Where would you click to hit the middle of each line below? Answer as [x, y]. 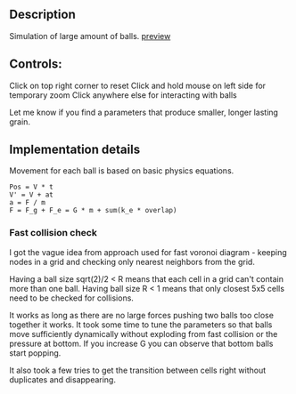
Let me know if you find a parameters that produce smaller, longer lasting [144, 112]
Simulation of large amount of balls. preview [90, 36]
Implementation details [75, 150]
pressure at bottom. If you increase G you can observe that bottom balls [141, 343]
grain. [20, 121]
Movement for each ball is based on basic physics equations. [122, 171]
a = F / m [28, 203]
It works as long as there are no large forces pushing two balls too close [142, 315]
